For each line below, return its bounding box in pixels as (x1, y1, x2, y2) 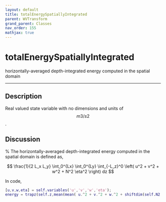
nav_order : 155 (5, 26, 37, 31)
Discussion (5, 135, 41, 144)
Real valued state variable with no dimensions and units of (5, 105, 124, 111)
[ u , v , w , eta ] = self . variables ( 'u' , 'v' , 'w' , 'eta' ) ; (5, 188, 112, 193)
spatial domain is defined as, (5, 153, 64, 159)
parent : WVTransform (5, 16, 48, 21)
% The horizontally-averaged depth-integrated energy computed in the (5, 148, 150, 154)
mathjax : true (5, 30, 35, 35)
